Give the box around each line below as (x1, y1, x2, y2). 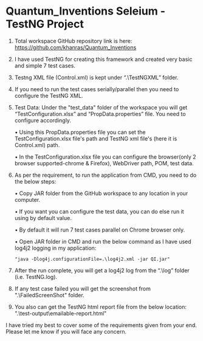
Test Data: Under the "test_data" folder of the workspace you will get (14, 103, 188, 111)
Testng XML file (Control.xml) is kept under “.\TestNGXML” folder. (14, 74, 179, 81)
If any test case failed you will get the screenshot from (14, 284, 151, 292)
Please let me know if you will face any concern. (5, 328, 127, 335)
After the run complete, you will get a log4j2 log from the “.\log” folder (14, 266, 190, 274)
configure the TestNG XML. (14, 92, 83, 99)
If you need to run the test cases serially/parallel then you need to (14, 85, 179, 92)
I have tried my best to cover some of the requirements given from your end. (5, 321, 197, 329)
